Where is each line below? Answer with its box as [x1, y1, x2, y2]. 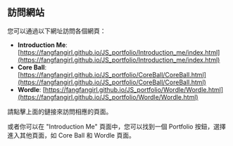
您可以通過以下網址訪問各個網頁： [7, 27, 106, 35]
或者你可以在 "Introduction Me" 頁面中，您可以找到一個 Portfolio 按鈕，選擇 [7, 122, 227, 131]
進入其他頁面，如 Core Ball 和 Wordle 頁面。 [7, 131, 135, 139]
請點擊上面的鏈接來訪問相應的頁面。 [7, 107, 113, 116]
